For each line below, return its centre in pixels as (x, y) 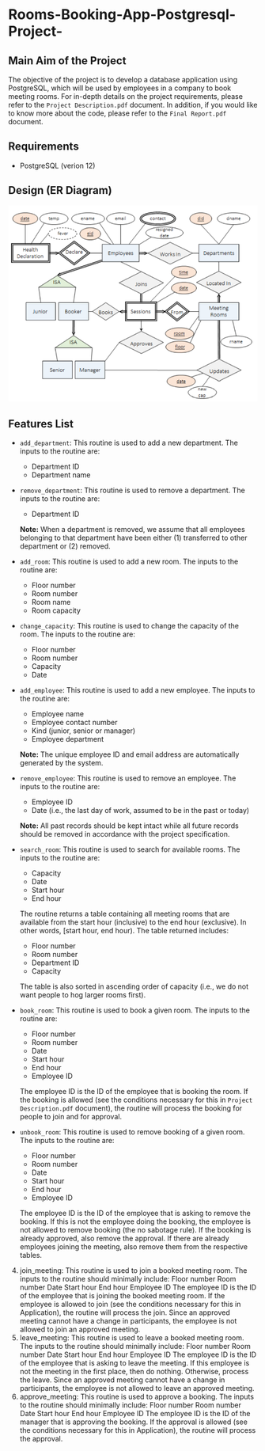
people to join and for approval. (71, 1117)
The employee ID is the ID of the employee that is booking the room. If (134, 1092)
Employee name (58, 714)
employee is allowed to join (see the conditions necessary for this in (130, 1305)
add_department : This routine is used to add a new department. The (129, 443)
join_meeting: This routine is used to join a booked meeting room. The (133, 1271)
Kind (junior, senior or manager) (83, 731)
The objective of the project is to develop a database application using (123, 80)
